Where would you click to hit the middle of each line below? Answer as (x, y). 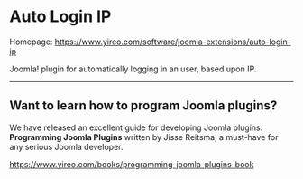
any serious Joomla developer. (66, 146)
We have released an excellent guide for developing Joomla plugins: (136, 127)
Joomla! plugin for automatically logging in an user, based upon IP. (133, 69)
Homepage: (31, 42)
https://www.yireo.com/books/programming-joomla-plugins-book (132, 164)
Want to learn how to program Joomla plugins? (143, 106)
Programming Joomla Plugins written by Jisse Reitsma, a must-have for (144, 137)
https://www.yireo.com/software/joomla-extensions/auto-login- (173, 42)
